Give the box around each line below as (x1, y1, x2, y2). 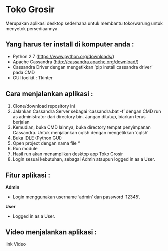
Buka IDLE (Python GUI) (12, 135, 62, 141)
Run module (12, 145, 38, 151)
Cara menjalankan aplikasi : (5, 90, 93, 98)
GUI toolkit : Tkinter (12, 74, 53, 81)
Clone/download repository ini (12, 103, 75, 109)
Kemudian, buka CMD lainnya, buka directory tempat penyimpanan (12, 124, 151, 130)
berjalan (12, 119, 30, 125)
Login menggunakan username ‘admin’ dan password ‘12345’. (12, 194, 140, 200)
